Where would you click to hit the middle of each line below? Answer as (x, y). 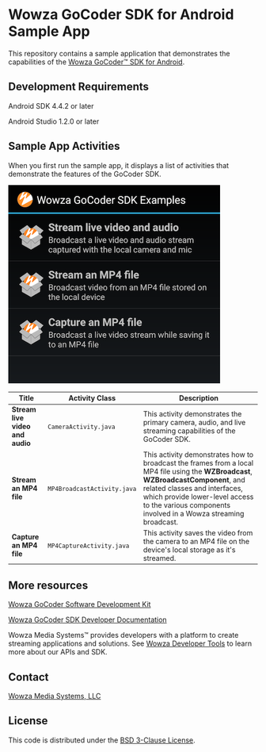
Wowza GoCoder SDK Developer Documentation (88, 620)
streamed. (160, 558)
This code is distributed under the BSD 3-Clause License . (102, 740)
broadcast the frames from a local (198, 462)
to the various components (187, 505)
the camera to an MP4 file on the (196, 541)
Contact (28, 677)
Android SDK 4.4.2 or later (51, 106)
